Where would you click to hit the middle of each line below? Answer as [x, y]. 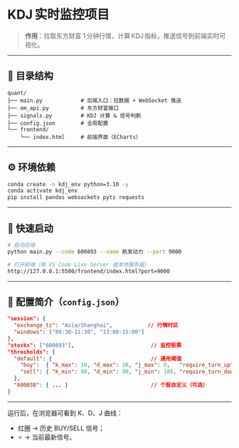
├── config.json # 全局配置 [58, 123]
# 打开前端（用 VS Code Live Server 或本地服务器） [79, 265]
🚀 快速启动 [30, 228]
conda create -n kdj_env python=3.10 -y [68, 184]
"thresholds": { [31, 352]
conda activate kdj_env [43, 191]
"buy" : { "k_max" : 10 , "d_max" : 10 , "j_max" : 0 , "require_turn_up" [127, 365]
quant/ [17, 93]
